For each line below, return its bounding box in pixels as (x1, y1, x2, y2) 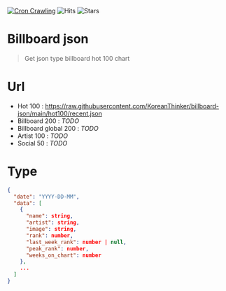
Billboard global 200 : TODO (17, 124, 99, 132)
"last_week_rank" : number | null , (25, 239, 127, 246)
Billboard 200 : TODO (17, 116, 79, 125)
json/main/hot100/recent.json (17, 109, 103, 118)
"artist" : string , (25, 219, 80, 227)
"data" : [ (13, 199, 42, 206)
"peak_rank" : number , (25, 245, 90, 252)
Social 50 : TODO (17, 139, 68, 147)
